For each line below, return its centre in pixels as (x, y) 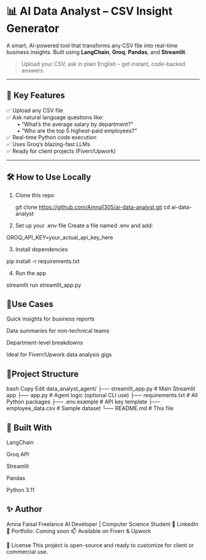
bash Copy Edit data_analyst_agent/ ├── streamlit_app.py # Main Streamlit (101, 389)
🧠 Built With (29, 428)
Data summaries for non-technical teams (58, 331)
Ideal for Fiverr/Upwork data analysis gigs (59, 355)
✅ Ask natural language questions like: (55, 117)
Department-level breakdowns (45, 343)
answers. (33, 70)
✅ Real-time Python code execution (51, 137)
